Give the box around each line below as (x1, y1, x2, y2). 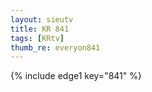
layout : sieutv (10, 14, 74, 25)
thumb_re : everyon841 (10, 42, 101, 53)
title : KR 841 (10, 24, 70, 34)
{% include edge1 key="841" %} (10, 70, 142, 82)
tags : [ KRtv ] (10, 33, 65, 43)
